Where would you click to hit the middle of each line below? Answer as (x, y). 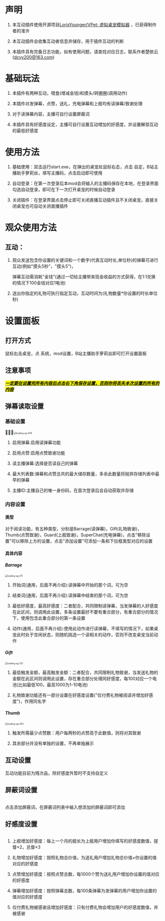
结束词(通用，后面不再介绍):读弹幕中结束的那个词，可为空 (70, 595)
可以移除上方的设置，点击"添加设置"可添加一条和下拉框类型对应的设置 (82, 541)
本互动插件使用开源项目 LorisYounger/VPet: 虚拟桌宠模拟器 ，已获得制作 (84, 25)
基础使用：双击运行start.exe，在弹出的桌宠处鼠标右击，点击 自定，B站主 (85, 167)
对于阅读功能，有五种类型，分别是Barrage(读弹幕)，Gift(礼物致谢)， (73, 529)
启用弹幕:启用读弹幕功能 (36, 443)
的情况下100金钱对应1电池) (39, 282)
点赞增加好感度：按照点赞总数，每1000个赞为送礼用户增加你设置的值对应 (86, 874)
